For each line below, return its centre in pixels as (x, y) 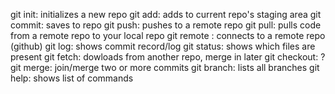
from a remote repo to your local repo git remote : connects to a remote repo (168, 35)
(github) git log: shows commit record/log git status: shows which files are (163, 46)
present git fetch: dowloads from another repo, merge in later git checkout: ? (168, 57)
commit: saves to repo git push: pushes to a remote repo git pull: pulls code (166, 25)
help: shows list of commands (72, 78)
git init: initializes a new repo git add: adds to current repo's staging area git (166, 14)
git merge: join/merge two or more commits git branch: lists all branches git (165, 67)
